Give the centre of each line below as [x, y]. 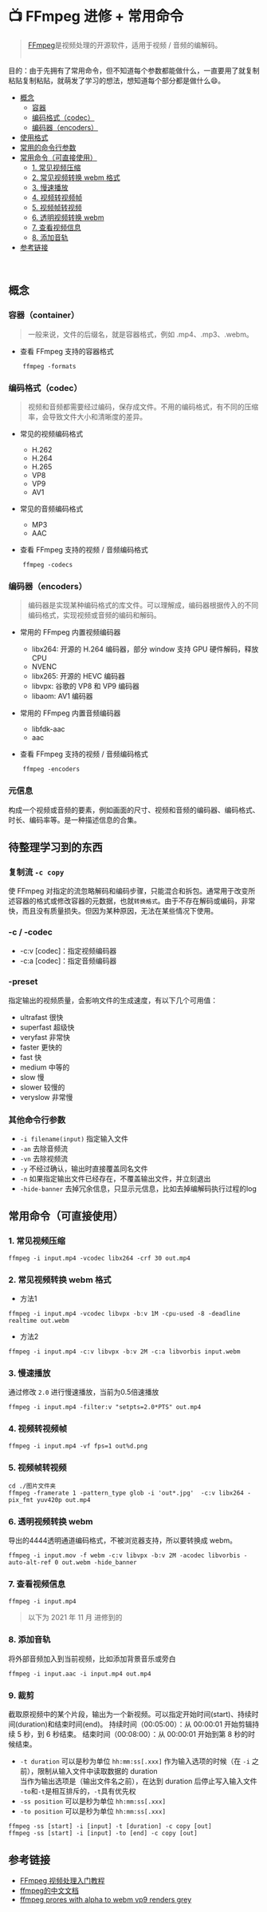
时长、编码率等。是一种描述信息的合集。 [75, 819]
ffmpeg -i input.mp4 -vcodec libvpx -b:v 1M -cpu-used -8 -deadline [124, 1314]
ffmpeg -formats [50, 366]
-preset [23, 982]
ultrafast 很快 [41, 1017]
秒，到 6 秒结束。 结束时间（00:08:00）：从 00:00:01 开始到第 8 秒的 [136, 1735]
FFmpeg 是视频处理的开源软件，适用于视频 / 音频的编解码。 [125, 45]
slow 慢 [32, 1077]
